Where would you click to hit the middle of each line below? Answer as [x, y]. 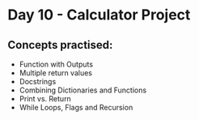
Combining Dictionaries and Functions [83, 90]
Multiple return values [55, 73]
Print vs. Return [45, 99]
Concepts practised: [60, 45]
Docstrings [38, 81]
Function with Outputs [56, 64]
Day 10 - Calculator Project [99, 15]
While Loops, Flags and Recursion [76, 107]
